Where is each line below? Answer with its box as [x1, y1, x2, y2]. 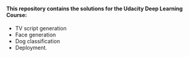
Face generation [15, 31, 56, 39]
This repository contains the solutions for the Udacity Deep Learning [6, 5, 183, 12]
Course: [6, 11, 27, 18]
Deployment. [15, 44, 47, 52]
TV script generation [15, 25, 67, 32]
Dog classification [15, 38, 61, 45]
